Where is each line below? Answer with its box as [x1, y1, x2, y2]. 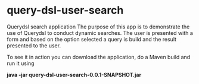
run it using [7, 60, 35, 67]
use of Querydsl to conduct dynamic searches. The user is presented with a [7, 29, 193, 36]
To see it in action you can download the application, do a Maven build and [7, 53, 191, 60]
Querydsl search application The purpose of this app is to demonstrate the [7, 23, 190, 30]
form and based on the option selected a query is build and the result [7, 35, 177, 43]
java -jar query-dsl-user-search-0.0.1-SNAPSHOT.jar [7, 71, 142, 78]
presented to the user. [7, 42, 61, 49]
